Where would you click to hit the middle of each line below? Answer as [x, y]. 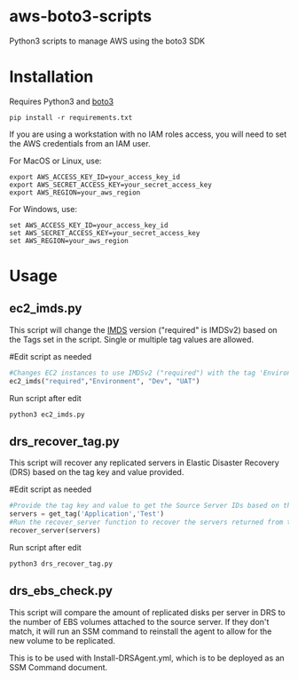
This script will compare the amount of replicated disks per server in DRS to [147, 612]
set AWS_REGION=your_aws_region [69, 241]
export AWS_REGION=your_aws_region [75, 193]
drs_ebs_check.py [61, 591]
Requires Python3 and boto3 [61, 101]
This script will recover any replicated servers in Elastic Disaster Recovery [144, 463]
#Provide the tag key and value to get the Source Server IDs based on [144, 506]
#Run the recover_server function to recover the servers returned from [146, 522]
